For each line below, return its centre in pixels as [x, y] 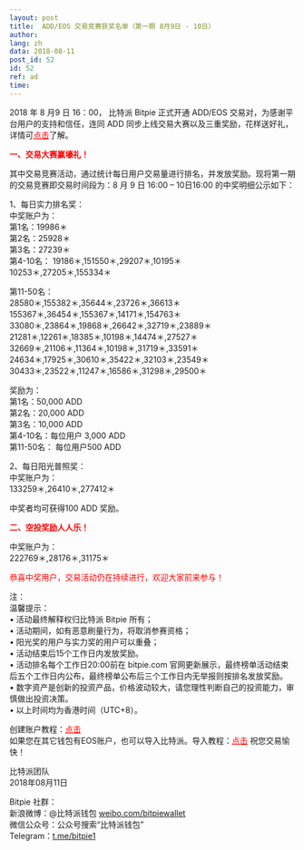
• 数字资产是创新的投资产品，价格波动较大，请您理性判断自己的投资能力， [148, 687]
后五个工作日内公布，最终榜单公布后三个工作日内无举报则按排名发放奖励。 [148, 676]
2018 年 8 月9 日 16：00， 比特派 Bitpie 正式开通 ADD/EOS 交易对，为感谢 [147, 112]
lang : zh [26, 43]
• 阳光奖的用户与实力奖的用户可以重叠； [84, 641]
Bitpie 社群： [33, 801]
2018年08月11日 [39, 782]
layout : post [34, 18]
